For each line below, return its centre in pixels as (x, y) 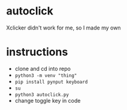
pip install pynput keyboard (51, 82)
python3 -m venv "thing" (46, 75)
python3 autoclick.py (42, 94)
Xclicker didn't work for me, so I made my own (63, 28)
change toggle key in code (48, 100)
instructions (37, 52)
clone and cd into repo (43, 69)
